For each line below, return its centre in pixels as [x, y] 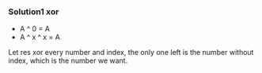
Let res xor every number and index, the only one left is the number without [131, 53]
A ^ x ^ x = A [40, 37]
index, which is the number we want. [68, 60]
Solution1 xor [34, 12]
